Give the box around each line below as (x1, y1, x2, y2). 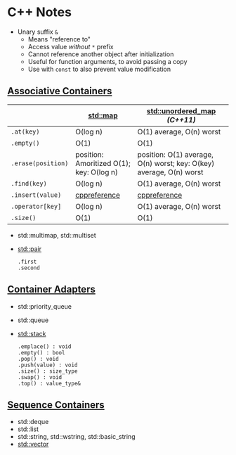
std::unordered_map (146, 106, 216, 116)
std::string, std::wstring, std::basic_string (17, 432, 136, 441)
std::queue (17, 316, 49, 324)
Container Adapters (7, 283, 96, 295)
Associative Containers (7, 85, 112, 97)
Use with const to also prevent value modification (27, 65, 171, 73)
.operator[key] (11, 202, 62, 210)
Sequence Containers (7, 399, 105, 411)
